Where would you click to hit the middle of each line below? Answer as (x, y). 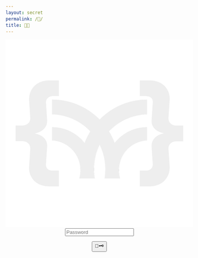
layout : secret (24, 13)
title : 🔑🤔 (18, 25)
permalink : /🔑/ (24, 19)
